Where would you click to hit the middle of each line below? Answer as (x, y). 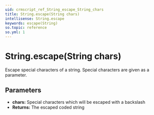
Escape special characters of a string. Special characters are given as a (77, 70)
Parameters (23, 90)
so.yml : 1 (15, 32)
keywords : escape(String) (31, 23)
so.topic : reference (26, 28)
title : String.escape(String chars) (42, 14)
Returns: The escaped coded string (48, 107)
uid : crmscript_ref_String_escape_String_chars (55, 10)
